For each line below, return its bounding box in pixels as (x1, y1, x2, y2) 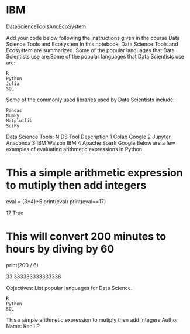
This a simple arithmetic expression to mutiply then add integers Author (6, 316, 178, 323)
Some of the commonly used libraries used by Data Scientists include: (6, 96, 175, 103)
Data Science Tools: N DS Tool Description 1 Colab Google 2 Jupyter (6, 133, 171, 140)
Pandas (6, 107, 22, 113)
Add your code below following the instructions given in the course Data (6, 34, 180, 41)
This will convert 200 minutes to (6, 230, 167, 243)
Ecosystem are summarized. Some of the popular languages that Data (6, 46, 175, 53)
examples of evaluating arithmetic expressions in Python (6, 145, 142, 152)
